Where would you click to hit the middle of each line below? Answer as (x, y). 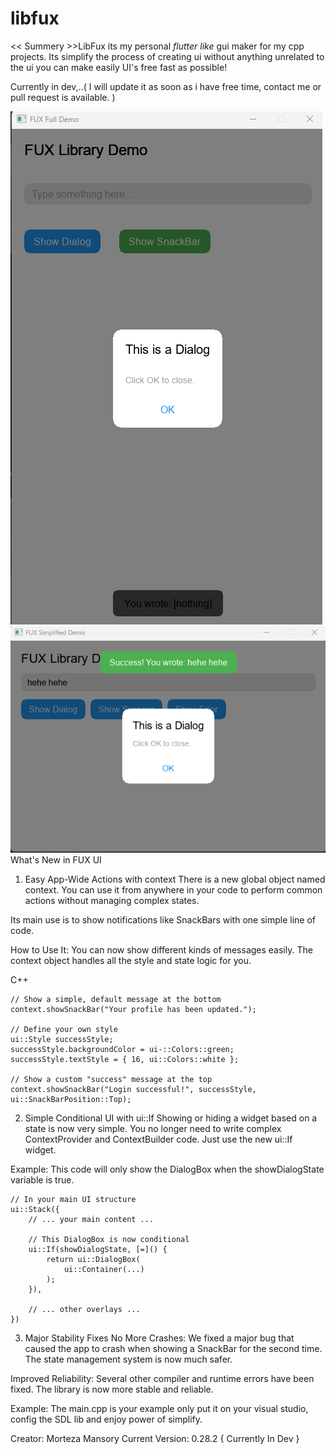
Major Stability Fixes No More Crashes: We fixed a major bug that (159, 1338)
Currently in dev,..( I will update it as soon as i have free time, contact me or (166, 86)
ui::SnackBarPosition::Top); (71, 1099)
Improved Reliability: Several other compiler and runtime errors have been (162, 1378)
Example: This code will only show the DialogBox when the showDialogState (167, 1169)
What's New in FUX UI (56, 859)
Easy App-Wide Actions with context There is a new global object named (175, 879)
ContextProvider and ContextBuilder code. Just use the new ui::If (158, 1139)
